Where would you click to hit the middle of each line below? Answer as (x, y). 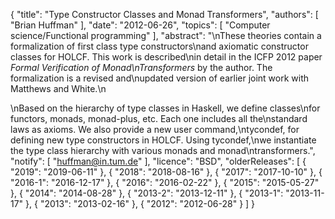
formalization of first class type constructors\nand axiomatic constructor (159, 46)
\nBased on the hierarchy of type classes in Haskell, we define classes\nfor (165, 108)
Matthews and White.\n (58, 88)
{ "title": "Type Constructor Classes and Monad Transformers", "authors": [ (164, 14)
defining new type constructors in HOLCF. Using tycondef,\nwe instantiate (163, 140)
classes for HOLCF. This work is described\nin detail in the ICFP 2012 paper (166, 57)
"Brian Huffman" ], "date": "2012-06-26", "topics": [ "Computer (140, 25)
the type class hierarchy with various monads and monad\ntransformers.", (163, 150)
